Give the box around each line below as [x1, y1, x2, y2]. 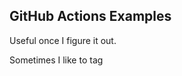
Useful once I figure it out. [9, 34, 117, 46]
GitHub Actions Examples [9, 8, 172, 25]
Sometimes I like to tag [9, 54, 104, 66]
